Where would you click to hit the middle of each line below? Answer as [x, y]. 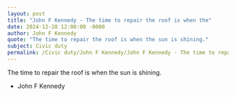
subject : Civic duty [38, 46]
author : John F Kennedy [42, 33]
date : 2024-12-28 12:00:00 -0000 [56, 27]
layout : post [26, 14]
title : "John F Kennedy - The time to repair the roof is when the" [110, 20]
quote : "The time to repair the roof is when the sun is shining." [108, 40]
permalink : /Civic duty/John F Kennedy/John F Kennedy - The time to [111, 53]
